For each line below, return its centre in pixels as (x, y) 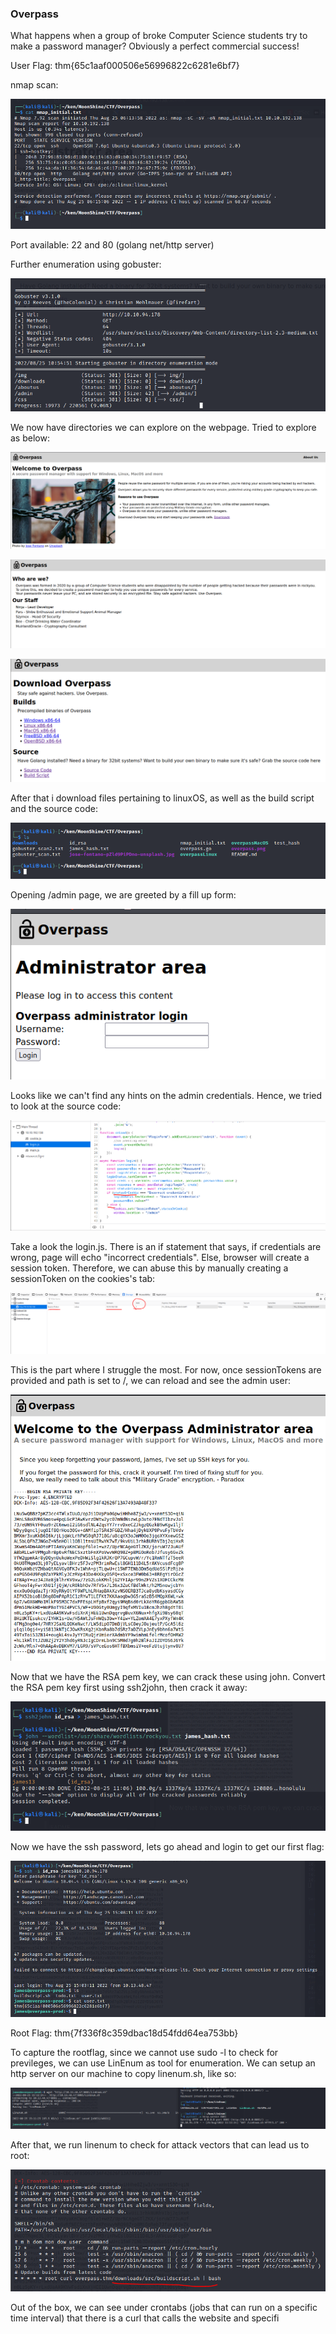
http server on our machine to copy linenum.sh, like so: (123, 2073)
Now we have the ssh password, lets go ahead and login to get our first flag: (167, 1847)
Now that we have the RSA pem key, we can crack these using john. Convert (168, 1677)
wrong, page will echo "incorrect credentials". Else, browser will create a (160, 1258)
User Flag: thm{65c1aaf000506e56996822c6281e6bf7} (125, 66)
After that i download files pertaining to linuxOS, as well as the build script (162, 798)
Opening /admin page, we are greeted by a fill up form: (123, 894)
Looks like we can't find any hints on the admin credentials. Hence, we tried (166, 1096)
